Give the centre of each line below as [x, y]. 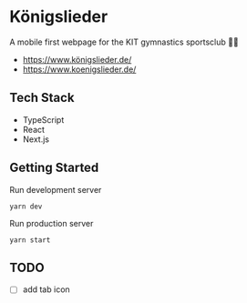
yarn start [30, 240]
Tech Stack [42, 98]
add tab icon [46, 289]
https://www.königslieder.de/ [77, 59]
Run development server [56, 189]
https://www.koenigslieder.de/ [79, 69]
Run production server [51, 223]
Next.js [36, 139]
